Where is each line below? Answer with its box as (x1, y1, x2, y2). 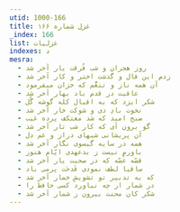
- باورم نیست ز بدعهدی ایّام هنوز (17, 147, 143, 156)
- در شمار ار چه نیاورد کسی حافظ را (17, 181, 155, 190)
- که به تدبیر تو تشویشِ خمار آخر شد (17, 172, 155, 181)
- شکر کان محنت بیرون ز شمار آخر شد (17, 189, 155, 198)
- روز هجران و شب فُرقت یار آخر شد (17, 64, 147, 73)
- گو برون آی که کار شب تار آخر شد (17, 123, 151, 132)
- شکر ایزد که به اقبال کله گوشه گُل (17, 97, 155, 106)
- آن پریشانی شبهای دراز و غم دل (17, 131, 143, 140)
